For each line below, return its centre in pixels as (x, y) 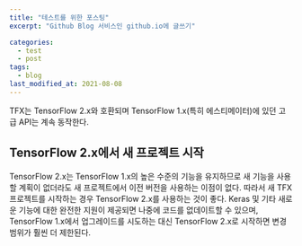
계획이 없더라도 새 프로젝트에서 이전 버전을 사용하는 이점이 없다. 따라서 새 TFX (155, 187)
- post (30, 59)
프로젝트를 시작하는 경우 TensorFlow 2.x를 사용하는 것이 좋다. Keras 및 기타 (143, 198)
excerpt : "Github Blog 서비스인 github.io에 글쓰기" (102, 26)
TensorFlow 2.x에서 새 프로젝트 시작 (107, 153)
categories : (31, 42)
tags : (19, 67)
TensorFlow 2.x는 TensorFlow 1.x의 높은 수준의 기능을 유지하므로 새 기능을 (142, 176)
